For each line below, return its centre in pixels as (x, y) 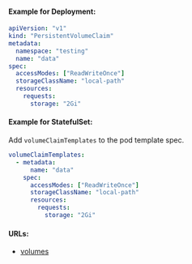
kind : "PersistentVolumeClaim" (61, 36)
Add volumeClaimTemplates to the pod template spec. (96, 140)
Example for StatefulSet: (51, 122)
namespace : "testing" (52, 51)
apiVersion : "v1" (38, 28)
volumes (34, 252)
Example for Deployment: (52, 11)
